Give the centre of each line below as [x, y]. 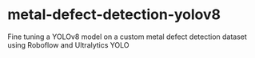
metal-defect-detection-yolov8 [114, 15]
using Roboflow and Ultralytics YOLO [68, 44]
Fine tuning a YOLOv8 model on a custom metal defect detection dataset [127, 37]
